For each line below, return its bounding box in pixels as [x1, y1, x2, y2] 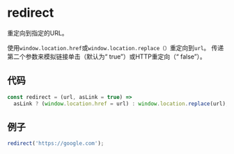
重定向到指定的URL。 [7, 29, 68, 37]
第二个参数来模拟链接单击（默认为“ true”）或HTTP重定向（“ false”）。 [7, 52, 207, 61]
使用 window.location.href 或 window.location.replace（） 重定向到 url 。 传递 [7, 43, 224, 52]
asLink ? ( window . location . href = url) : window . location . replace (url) [13, 100, 226, 107]
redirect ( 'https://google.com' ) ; [7, 140, 104, 147]
